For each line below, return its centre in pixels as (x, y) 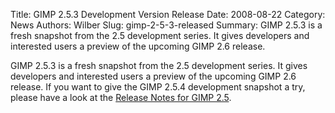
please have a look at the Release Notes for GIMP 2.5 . (121, 97)
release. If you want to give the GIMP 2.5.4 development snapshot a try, (158, 87)
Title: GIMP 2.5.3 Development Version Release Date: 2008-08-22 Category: (168, 14)
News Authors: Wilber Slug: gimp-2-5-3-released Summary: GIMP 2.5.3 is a (166, 25)
